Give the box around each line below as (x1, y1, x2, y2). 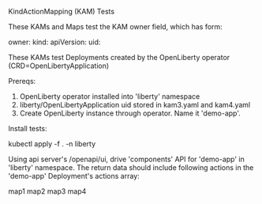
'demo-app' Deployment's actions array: (8, 172, 140, 180)
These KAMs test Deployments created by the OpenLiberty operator (8, 53, 230, 62)
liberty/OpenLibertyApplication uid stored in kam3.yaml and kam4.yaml (19, 100, 251, 109)
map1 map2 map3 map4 (8, 187, 87, 196)
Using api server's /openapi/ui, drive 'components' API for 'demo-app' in (8, 154, 245, 164)
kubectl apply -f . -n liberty (8, 139, 96, 149)
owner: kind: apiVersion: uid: (8, 37, 101, 47)
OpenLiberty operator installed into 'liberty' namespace (19, 92, 200, 101)
